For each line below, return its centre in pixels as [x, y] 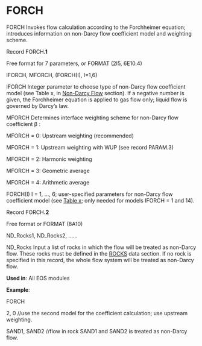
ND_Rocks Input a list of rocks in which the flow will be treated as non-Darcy [101, 247]
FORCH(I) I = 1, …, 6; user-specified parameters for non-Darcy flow [90, 194]
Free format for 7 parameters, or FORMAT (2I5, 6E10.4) [74, 63]
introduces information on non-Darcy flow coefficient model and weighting [99, 33]
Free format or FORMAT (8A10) [45, 224]
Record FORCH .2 [28, 212]
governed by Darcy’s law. [38, 105]
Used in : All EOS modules [38, 278]
